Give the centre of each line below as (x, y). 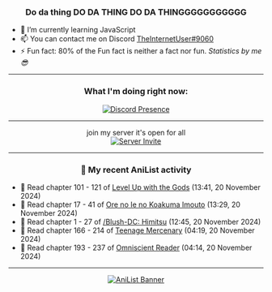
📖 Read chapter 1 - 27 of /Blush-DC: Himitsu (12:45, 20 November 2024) (140, 221)
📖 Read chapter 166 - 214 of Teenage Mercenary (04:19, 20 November (137, 230)
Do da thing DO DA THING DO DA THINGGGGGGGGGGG (136, 12)
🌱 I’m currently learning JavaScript (78, 30)
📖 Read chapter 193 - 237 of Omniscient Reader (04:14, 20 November (136, 247)
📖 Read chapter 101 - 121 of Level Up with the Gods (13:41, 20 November (140, 187)
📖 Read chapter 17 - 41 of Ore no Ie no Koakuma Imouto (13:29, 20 (130, 204)
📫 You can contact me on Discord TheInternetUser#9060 (117, 39)
